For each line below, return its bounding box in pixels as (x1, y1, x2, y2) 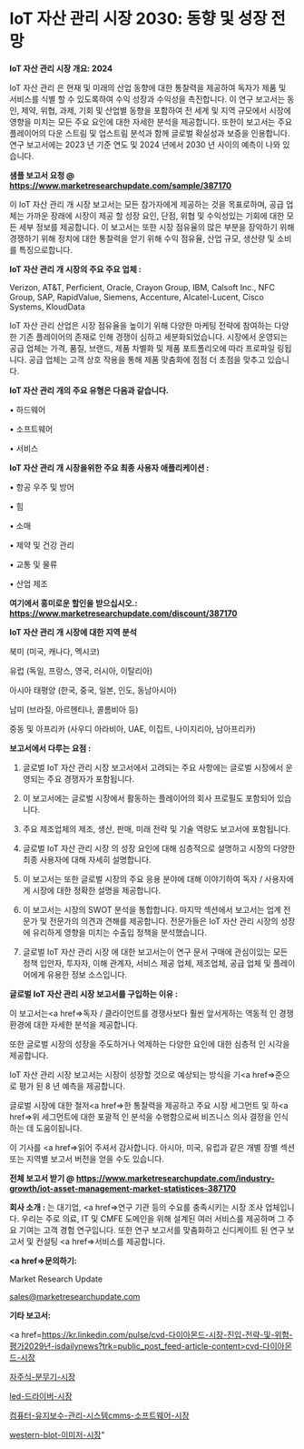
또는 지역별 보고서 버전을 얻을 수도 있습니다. (9, 1153, 165, 1164)
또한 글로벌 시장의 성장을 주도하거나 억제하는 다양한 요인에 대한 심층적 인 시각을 (9, 1039, 290, 1049)
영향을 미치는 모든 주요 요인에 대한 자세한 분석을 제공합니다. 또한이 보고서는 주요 (9, 116, 293, 127)
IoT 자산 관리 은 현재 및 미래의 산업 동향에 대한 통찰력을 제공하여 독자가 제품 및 (9, 82, 287, 93)
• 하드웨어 (9, 404, 46, 415)
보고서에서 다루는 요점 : (9, 743, 92, 754)
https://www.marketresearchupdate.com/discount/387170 (9, 607, 238, 619)
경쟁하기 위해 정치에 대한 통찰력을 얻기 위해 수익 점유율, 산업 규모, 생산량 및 (9, 233, 275, 244)
